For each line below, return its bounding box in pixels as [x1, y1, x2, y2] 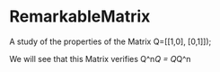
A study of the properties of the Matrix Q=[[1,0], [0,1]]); [9, 36, 212, 47]
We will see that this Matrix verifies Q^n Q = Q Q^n [9, 53, 191, 64]
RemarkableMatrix [9, 6, 151, 27]
